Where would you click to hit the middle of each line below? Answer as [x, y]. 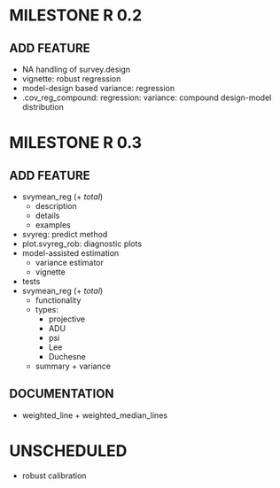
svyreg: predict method [65, 234]
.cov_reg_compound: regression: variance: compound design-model [147, 97]
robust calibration [54, 476]
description [56, 206]
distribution [43, 107]
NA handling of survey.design [76, 69]
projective [67, 319]
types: [47, 310]
